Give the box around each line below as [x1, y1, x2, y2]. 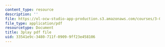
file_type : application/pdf [5, 21, 63, 26]
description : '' [5, 12, 38, 17]
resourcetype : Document [5, 25, 54, 30]
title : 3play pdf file [5, 30, 52, 35]
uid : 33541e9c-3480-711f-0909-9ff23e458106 [5, 35, 96, 40]
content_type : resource [5, 7, 54, 12]
